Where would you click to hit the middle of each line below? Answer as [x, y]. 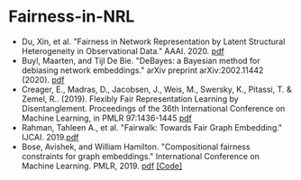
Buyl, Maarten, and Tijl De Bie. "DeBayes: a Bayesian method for [141, 60]
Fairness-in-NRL [72, 17]
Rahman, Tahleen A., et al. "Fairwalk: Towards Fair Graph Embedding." [152, 127]
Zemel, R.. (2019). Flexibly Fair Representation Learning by [130, 99]
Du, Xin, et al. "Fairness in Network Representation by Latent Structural [153, 41]
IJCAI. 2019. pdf [50, 137]
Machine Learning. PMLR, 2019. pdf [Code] [102, 166]
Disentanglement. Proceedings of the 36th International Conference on [153, 108]
